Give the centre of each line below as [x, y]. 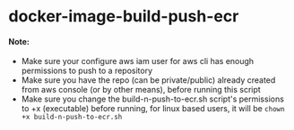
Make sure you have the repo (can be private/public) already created [148, 80]
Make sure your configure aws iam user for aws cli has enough [138, 61]
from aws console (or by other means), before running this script [141, 90]
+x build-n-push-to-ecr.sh [72, 118]
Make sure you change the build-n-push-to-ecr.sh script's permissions [152, 99]
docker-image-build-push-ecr [124, 16]
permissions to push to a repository [87, 71]
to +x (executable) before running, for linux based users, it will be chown [153, 109]
